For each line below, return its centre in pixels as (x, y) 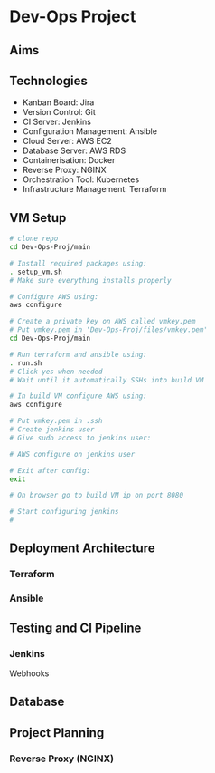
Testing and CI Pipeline (75, 628)
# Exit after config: (50, 470)
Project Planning (57, 733)
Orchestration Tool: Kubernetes (81, 179)
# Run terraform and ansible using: (78, 354)
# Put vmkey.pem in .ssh (56, 421)
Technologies (49, 80)
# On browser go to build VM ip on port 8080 (96, 496)
